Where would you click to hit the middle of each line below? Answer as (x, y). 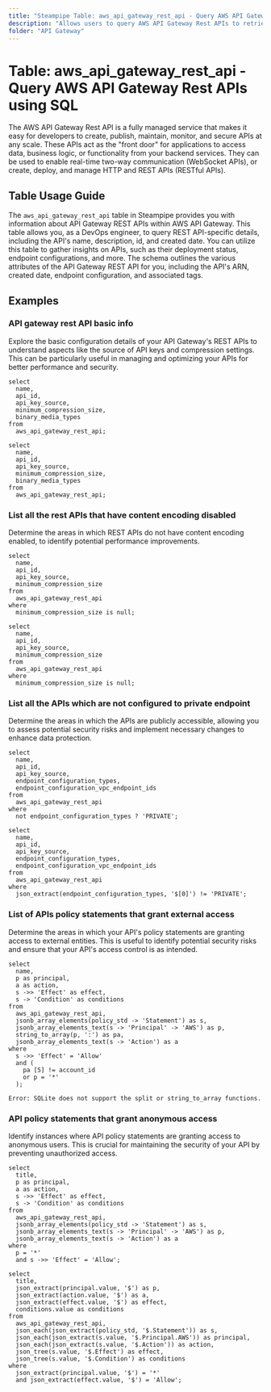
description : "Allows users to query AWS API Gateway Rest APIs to (124, 23)
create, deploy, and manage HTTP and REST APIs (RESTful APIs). (117, 170)
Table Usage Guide (57, 196)
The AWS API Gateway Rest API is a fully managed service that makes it (128, 128)
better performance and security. (63, 367)
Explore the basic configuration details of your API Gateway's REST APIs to (133, 341)
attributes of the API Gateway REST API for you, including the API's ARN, (129, 266)
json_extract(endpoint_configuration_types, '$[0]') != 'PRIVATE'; (131, 894)
